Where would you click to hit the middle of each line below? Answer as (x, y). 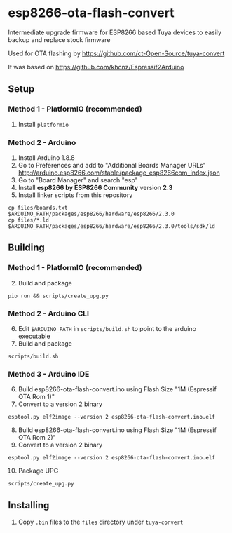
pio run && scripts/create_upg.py (59, 296)
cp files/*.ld (29, 220)
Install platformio (43, 124)
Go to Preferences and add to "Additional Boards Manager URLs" (112, 165)
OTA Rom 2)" (37, 438)
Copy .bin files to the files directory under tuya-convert (101, 522)
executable (34, 336)
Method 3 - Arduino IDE (49, 374)
